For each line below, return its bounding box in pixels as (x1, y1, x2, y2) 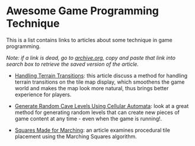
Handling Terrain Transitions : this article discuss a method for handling (14, 72, 188, 79)
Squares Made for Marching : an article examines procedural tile (14, 126, 171, 134)
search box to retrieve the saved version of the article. (6, 61, 139, 68)
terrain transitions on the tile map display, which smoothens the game (14, 78, 185, 85)
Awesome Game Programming (6, 4, 159, 18)
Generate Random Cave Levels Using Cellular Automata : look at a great (14, 102, 189, 109)
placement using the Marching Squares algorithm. (14, 132, 138, 140)
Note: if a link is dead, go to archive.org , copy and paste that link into (6, 54, 176, 61)
